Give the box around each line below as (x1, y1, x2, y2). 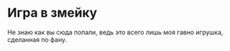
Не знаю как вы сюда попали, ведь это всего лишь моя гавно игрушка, (7, 28, 224, 36)
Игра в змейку (7, 5, 98, 21)
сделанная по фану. (7, 35, 67, 43)
